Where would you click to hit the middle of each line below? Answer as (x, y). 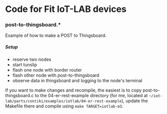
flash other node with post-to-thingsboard (56, 75)
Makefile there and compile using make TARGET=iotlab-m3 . (64, 106)
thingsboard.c (19, 96)
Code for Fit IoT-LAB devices (66, 9)
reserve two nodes (32, 59)
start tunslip (25, 65)
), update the (135, 101)
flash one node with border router (47, 70)
